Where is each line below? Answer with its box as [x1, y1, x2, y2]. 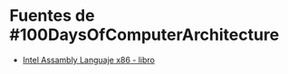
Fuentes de [9, 5, 95, 26]
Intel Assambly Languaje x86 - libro [22, 54, 156, 65]
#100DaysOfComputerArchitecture [9, 24, 280, 45]
